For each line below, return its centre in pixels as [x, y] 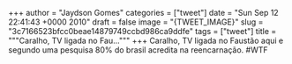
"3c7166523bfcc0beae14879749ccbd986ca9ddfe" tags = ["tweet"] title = [142, 31]
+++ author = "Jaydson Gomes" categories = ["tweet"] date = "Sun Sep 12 [143, 13]
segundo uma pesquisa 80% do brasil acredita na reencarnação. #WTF [138, 50]
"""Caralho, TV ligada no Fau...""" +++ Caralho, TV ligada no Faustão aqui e [146, 40]
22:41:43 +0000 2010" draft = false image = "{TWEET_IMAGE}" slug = [136, 22]
